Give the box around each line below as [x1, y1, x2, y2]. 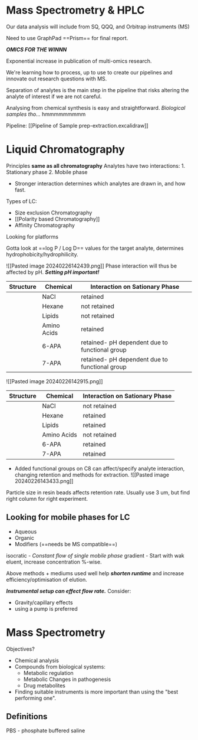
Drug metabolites [23, 682, 66, 689]
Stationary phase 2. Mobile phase [6, 168, 88, 175]
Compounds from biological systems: [14, 663, 106, 670]
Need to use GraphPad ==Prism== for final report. [6, 34, 128, 41]
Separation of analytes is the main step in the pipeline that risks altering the [6, 86, 189, 93]
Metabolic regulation [23, 669, 74, 676]
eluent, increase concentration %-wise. [6, 558, 102, 565]
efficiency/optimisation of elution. [6, 576, 87, 583]
